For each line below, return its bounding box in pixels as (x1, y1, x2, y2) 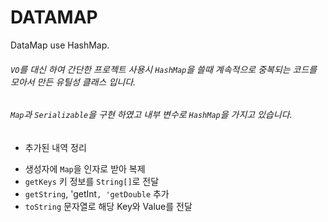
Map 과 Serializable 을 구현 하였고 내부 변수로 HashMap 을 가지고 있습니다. (10, 109, 293, 121)
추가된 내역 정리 (24, 141, 87, 153)
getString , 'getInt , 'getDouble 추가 (24, 187, 170, 200)
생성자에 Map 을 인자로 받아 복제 (24, 162, 146, 175)
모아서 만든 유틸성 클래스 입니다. (10, 76, 137, 88)
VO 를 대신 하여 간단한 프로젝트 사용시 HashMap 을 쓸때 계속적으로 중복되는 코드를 (10, 63, 318, 75)
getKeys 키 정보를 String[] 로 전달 (24, 175, 160, 187)
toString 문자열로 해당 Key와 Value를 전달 (24, 200, 193, 212)
